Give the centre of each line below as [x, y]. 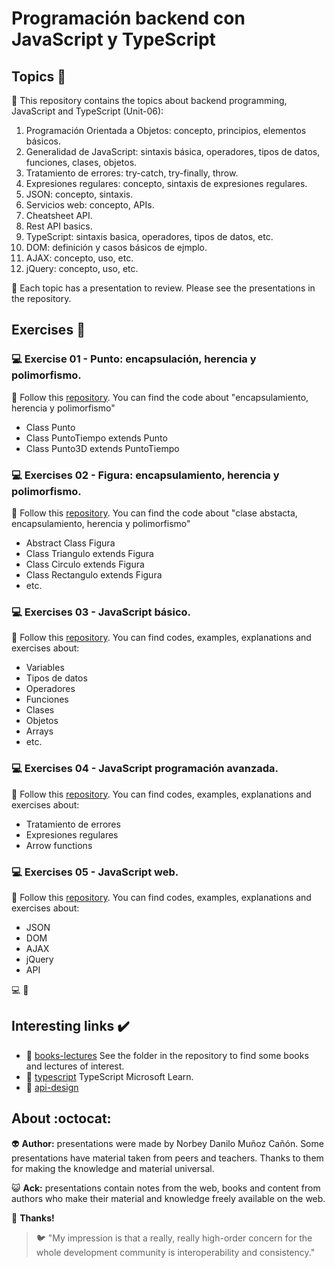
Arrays [39, 731]
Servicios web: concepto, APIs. [90, 205]
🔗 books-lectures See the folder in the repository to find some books [167, 1055]
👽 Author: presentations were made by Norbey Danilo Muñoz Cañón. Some [167, 1143]
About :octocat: [61, 1118]
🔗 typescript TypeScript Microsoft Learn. [109, 1076]
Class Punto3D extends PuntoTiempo [102, 448]
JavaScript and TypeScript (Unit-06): [87, 111]
